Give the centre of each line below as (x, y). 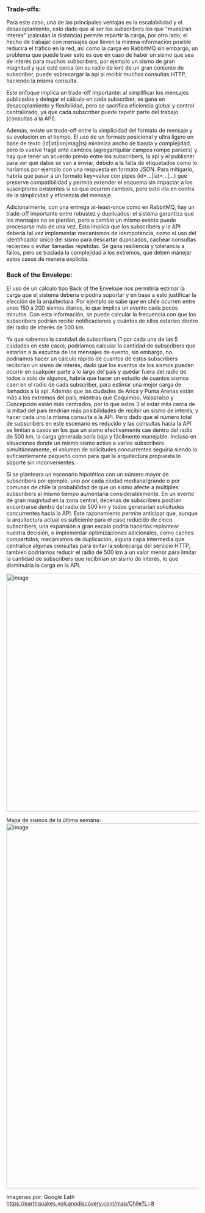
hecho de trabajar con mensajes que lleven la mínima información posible (99, 42)
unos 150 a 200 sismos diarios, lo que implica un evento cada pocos (92, 308)
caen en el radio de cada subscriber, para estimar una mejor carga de (94, 384)
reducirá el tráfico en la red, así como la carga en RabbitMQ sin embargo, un (102, 48)
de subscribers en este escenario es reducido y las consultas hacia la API (99, 423)
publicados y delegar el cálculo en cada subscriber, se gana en (86, 99)
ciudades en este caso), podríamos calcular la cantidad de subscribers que (101, 345)
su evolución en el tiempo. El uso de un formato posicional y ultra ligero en (100, 137)
